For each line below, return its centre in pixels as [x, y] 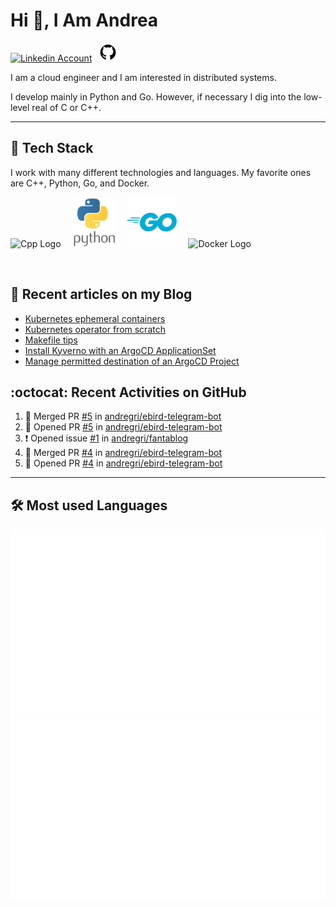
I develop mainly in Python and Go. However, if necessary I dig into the [156, 96]
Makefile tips [51, 340]
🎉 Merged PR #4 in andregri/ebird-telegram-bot [123, 453]
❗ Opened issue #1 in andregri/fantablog [106, 438]
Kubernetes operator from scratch [95, 329]
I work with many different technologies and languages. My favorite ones [161, 172]
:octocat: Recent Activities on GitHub [128, 392]
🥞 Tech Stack [52, 148]
